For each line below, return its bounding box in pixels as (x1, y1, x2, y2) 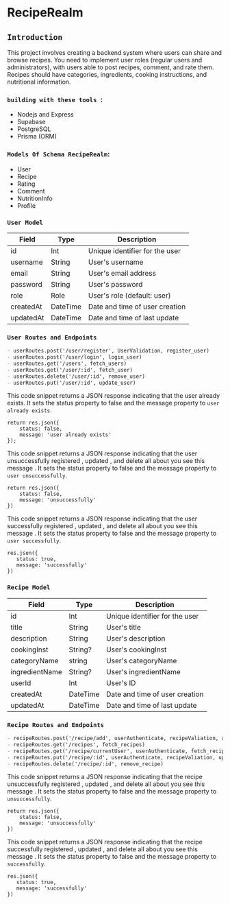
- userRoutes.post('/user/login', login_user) (7, 354, 142, 361)
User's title (105, 622, 142, 632)
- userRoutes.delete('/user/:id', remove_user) (7, 372, 146, 380)
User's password (88, 279, 143, 289)
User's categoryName (105, 656, 177, 665)
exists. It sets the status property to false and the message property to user (7, 399, 220, 407)
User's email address (88, 268, 156, 278)
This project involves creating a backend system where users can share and (7, 49, 222, 56)
